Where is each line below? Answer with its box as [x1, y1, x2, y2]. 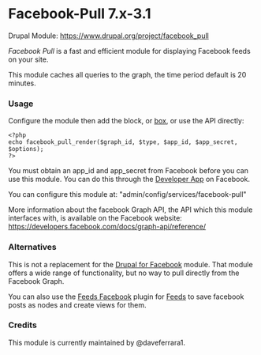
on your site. [8, 55, 49, 64]
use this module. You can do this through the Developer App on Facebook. [8, 175, 251, 184]
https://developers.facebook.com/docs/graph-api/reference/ [8, 222, 207, 232]
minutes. [8, 78, 37, 88]
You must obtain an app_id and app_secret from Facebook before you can [8, 166, 248, 176]
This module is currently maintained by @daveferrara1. [8, 338, 185, 347]
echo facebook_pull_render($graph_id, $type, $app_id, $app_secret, [8, 138, 238, 146]
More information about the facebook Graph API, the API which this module [8, 205, 253, 214]
